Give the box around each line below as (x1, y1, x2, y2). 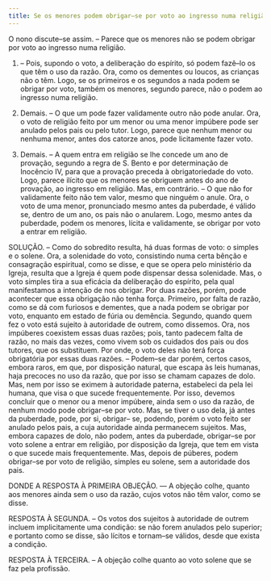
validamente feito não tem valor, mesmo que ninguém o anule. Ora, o (19, 192, 250, 202)
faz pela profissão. (8, 563, 71, 573)
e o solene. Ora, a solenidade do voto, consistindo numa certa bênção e (8, 251, 248, 261)
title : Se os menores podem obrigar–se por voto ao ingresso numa (8, 11, 236, 20)
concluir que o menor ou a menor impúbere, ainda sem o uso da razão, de (8, 396, 255, 406)
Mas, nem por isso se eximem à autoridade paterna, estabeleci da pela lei (8, 379, 253, 389)
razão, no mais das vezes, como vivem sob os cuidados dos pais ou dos (8, 336, 249, 346)
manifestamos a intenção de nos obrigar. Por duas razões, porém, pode (8, 285, 247, 295)
